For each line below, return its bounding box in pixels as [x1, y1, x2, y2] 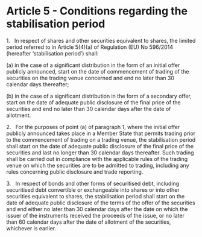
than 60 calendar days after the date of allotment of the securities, [6, 218, 171, 226]
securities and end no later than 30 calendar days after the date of [6, 105, 171, 112]
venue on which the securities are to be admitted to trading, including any [6, 162, 189, 169]
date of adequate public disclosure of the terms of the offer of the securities [6, 199, 195, 206]
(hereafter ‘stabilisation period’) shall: [6, 49, 99, 57]
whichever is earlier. [6, 224, 56, 232]
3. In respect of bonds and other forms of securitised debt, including [6, 180, 180, 187]
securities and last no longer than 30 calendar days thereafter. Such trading [6, 149, 194, 156]
